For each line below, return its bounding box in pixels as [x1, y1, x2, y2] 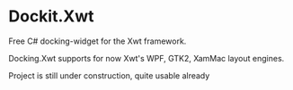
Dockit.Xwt [8, 6, 95, 27]
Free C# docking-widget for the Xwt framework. [8, 36, 187, 46]
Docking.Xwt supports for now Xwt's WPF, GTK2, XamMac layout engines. [8, 53, 285, 63]
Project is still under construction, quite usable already [8, 70, 210, 81]
